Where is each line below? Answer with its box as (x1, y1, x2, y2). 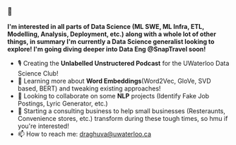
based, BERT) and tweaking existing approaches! (17, 84, 161, 93)
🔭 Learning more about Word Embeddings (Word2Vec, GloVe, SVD (17, 77, 211, 86)
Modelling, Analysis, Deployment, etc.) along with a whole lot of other (7, 30, 217, 38)
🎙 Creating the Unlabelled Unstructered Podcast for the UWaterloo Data (17, 59, 230, 68)
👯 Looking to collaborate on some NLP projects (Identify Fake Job (17, 92, 210, 100)
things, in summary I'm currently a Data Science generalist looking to (7, 37, 215, 46)
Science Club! (17, 69, 59, 78)
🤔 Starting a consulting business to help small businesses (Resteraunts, (17, 107, 226, 115)
